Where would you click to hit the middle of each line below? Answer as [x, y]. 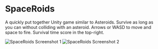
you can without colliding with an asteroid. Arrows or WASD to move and [78, 27]
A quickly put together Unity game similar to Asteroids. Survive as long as [79, 22]
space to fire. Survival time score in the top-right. [55, 32]
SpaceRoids [30, 9]
